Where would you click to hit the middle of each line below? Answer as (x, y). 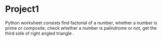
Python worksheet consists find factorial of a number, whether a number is (81, 23)
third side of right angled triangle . (40, 33)
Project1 (22, 9)
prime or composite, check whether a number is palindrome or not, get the (81, 28)
